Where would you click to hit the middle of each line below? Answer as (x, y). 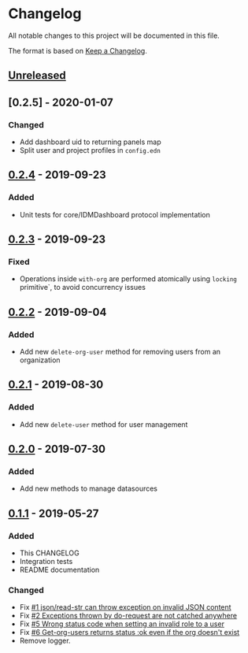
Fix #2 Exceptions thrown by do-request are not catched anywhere (128, 616)
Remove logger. (45, 641)
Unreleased (37, 76)
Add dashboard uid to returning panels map (90, 142)
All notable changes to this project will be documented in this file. (114, 35)
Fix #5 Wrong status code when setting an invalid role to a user (122, 624)
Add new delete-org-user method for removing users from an (120, 352)
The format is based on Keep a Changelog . (78, 50)
